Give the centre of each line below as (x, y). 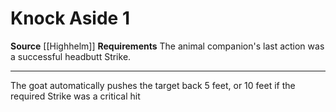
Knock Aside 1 (70, 18)
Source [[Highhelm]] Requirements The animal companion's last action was (167, 46)
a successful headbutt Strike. (71, 56)
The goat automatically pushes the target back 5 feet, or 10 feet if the (153, 85)
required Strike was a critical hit (75, 96)
